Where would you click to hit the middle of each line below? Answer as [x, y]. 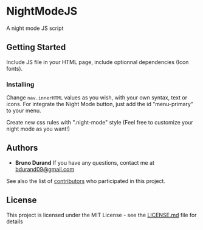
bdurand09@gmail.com [45, 169]
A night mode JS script [35, 28]
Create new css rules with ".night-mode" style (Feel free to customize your [100, 123]
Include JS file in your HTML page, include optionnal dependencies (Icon [98, 62]
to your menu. [24, 110]
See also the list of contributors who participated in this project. [86, 181]
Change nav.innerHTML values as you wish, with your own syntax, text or [97, 98]
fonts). [15, 68]
